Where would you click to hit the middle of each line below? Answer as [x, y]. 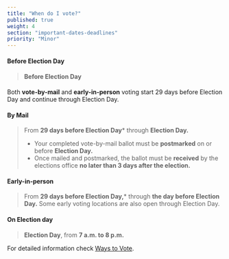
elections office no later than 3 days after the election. [112, 166]
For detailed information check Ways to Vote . [71, 248]
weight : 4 [21, 26]
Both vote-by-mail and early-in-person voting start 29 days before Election [115, 92]
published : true [30, 20]
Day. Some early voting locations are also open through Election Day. [122, 204]
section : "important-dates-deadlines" [62, 33]
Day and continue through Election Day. [63, 99]
